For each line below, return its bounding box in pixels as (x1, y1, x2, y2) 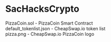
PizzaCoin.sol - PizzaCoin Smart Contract (5, 20, 93, 26)
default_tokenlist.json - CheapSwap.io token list (5, 25, 106, 31)
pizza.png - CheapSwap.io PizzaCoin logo (5, 31, 95, 37)
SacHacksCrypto (5, 3, 79, 15)
